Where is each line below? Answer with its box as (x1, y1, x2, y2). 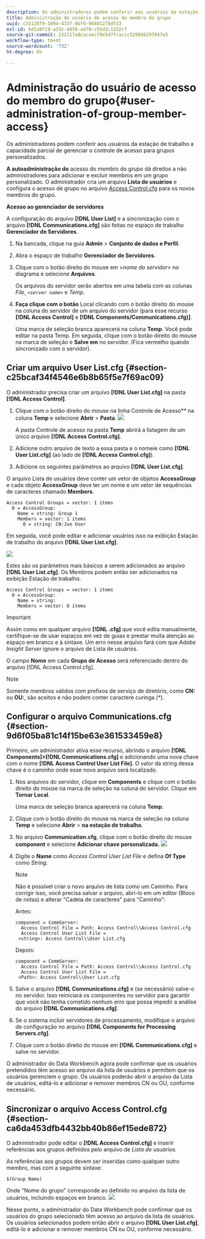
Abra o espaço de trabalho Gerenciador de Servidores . (15, 251, 156, 259)
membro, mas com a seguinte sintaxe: (6, 1164, 103, 1172)
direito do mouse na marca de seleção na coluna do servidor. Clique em (15, 784, 197, 792)
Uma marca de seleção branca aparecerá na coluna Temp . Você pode (15, 325, 193, 332)
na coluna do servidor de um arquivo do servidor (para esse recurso (15, 307, 188, 314)
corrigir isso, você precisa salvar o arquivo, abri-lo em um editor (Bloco (15, 889, 195, 897)
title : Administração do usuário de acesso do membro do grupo (6, 15, 171, 21)
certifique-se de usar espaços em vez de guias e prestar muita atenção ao (6, 632, 195, 639)
